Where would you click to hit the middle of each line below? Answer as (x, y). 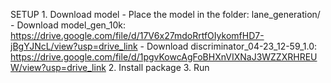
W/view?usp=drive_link (58, 67)
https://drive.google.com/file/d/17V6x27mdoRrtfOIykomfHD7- (137, 35)
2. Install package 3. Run (159, 67)
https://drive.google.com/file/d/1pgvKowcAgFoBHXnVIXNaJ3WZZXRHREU (164, 57)
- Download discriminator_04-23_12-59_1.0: (228, 46)
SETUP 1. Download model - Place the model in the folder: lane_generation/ (165, 14)
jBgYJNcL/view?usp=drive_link (74, 46)
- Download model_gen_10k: (68, 25)
